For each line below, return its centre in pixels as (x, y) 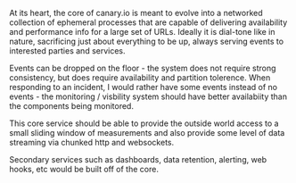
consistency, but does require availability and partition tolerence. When (140, 78)
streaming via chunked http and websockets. (92, 142)
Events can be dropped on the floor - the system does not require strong (143, 68)
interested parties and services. (68, 51)
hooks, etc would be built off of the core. (84, 169)
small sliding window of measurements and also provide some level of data (147, 133)
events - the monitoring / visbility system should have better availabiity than (148, 96)
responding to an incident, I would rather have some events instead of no (144, 87)
